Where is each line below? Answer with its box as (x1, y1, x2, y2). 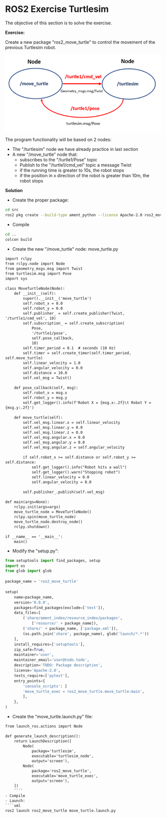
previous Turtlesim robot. (5, 44, 56, 50)
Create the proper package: (12, 197, 69, 203)
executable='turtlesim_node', (31, 753, 94, 759)
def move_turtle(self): (14, 415, 63, 420)
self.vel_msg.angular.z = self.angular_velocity (23, 445, 125, 450)
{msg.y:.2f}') (5, 405, 35, 410)
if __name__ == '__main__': (5, 534, 63, 539)
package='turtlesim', (31, 749, 77, 754)
